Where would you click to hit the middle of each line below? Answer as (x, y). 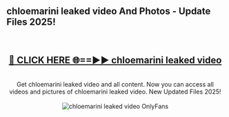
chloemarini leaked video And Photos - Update (109, 11)
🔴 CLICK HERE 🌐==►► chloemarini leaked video (115, 60)
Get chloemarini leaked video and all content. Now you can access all (115, 84)
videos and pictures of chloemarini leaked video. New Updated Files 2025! (115, 92)
